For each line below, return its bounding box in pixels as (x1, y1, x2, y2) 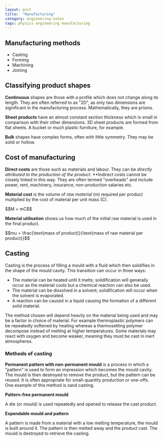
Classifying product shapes (5, 81, 91, 90)
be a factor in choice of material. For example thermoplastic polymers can (5, 318, 153, 323)
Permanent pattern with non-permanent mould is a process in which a (5, 361, 149, 367)
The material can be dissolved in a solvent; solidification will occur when (12, 287, 158, 293)
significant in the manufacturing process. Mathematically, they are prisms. (5, 104, 154, 110)
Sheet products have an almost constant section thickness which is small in (5, 114, 158, 120)
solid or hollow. (5, 139, 36, 145)
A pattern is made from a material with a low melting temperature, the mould (5, 420, 158, 426)
